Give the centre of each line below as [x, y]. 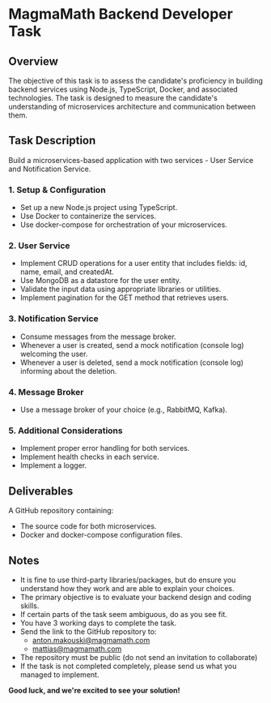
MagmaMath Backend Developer [121, 14]
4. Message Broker [46, 392]
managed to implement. [59, 675]
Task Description [52, 141]
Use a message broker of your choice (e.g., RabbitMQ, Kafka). [124, 409]
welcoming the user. [54, 354]
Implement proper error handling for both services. [105, 448]
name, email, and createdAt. [67, 272]
